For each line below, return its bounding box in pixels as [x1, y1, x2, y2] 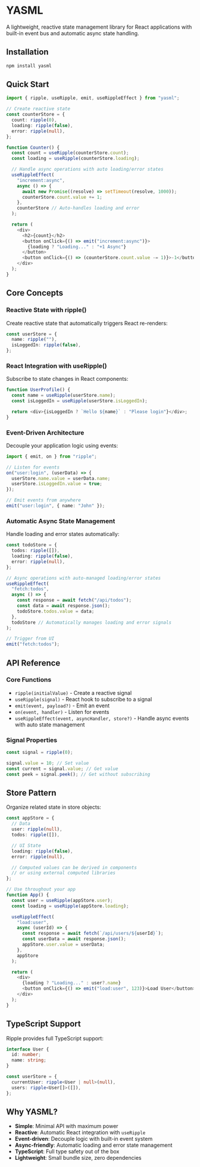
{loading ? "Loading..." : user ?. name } [21, 980, 121, 986]
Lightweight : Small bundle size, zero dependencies [14, 1154, 142, 1162]
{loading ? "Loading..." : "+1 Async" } [27, 244, 127, 250]
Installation [6, 47, 49, 57]
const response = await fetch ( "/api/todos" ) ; [17, 598, 132, 603]
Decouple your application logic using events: [6, 442, 118, 449]
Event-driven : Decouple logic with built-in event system [14, 1135, 153, 1143]
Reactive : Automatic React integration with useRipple [14, 1129, 146, 1136]
